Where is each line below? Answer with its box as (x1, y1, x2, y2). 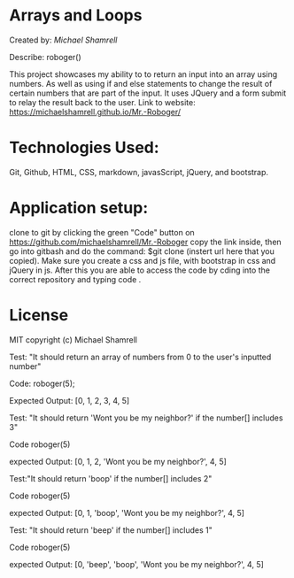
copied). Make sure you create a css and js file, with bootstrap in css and (9, 255, 276, 266)
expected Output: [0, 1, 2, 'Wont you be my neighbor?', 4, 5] (9, 456, 228, 466)
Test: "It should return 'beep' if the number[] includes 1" (9, 524, 213, 536)
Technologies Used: (9, 138, 159, 158)
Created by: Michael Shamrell (9, 35, 118, 45)
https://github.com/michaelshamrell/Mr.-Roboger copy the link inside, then (9, 236, 282, 247)
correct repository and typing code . (9, 274, 142, 284)
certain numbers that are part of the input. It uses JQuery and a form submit (9, 88, 287, 98)
